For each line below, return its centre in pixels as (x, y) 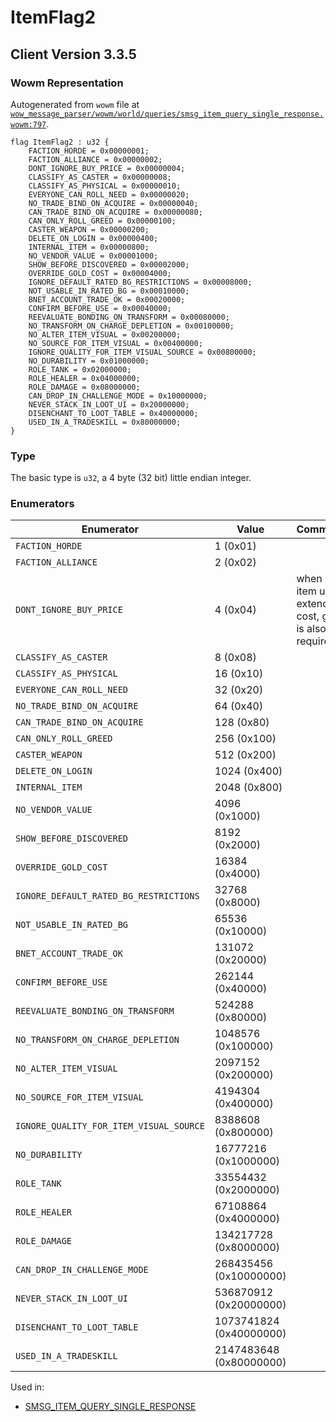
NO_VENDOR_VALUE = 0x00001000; (93, 256)
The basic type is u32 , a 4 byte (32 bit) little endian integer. (131, 478)
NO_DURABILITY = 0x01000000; (89, 361)
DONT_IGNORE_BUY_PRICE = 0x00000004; (107, 168)
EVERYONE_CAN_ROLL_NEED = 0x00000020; (109, 194)
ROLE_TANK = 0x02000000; (80, 369)
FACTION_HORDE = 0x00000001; (89, 151)
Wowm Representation (67, 83)
